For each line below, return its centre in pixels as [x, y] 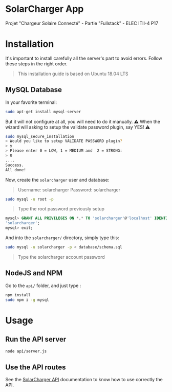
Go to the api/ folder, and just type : [43, 286]
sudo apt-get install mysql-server [43, 112]
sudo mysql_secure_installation [40, 136]
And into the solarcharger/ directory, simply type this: [62, 238]
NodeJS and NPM [34, 273]
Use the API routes [36, 367]
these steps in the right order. [36, 64]
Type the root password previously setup [61, 209]
